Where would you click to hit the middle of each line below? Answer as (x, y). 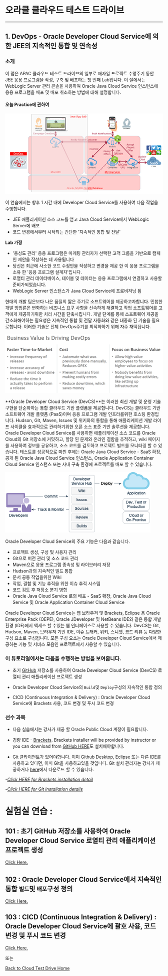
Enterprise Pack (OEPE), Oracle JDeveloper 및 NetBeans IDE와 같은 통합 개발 (83, 619)
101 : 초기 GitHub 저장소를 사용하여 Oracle (68, 831)
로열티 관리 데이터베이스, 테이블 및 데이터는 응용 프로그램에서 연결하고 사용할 (87, 278)
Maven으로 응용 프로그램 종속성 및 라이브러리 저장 (61, 565)
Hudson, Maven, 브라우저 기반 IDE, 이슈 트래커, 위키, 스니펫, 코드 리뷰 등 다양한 (83, 632)
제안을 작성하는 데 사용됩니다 (46, 259)
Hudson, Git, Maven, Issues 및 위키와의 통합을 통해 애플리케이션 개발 (84, 420)
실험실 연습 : (29, 811)
